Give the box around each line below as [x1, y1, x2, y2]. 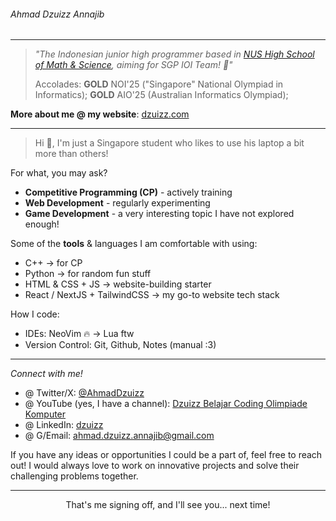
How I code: [10, 308, 60, 320]
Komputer [24, 408, 67, 420]
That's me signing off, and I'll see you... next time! [65, 499, 271, 511]
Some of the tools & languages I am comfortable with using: [10, 238, 258, 250]
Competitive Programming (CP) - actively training [24, 186, 233, 199]
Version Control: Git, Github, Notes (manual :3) [24, 339, 217, 351]
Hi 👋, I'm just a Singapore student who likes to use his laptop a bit [34, 137, 305, 149]
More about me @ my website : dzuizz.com [10, 108, 190, 120]
